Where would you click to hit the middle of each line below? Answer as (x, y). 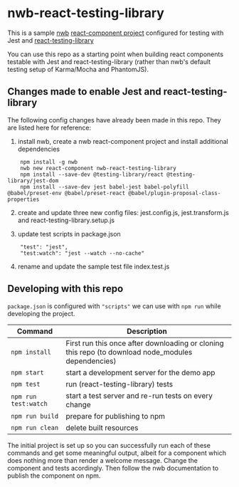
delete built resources (102, 427)
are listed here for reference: (49, 127)
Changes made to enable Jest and (84, 91)
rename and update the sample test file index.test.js (94, 266)
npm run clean (35, 428)
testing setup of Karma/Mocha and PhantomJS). (78, 69)
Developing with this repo (65, 289)
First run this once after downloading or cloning (145, 343)
